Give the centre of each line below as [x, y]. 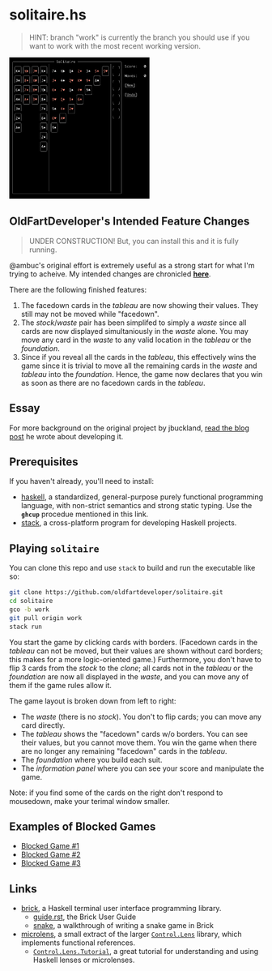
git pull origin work [46, 618]
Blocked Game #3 [51, 863]
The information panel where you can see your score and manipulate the [142, 768]
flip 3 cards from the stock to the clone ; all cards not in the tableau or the [131, 668]
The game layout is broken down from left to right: [93, 701]
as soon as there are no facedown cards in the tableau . [113, 383]
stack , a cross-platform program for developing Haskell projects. [129, 523]
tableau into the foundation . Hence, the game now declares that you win [142, 374]
